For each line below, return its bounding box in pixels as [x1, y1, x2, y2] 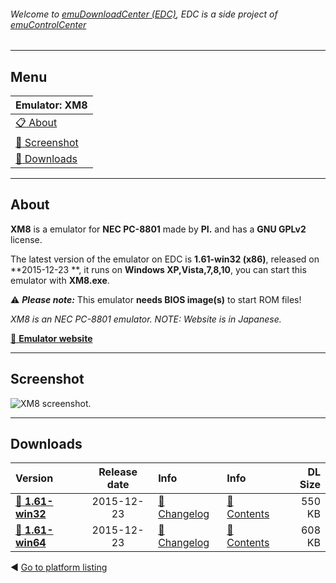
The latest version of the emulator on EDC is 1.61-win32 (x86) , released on [10, 253, 320, 265]
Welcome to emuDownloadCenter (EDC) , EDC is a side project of [10, 8, 278, 20]
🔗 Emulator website [10, 332, 93, 344]
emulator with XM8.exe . [10, 274, 110, 286]
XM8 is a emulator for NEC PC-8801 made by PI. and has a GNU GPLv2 [10, 223, 307, 235]
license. [10, 233, 43, 245]
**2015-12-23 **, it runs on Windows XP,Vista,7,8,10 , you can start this [10, 263, 307, 275]
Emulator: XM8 [15, 98, 88, 112]
